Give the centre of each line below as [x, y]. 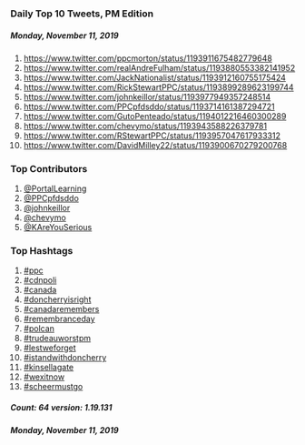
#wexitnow [44, 377]
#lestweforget [49, 348]
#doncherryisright [57, 299]
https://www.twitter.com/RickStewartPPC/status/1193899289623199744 [158, 87]
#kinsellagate [49, 368]
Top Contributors [49, 168]
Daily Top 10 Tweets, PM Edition [82, 14]
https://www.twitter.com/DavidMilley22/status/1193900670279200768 [155, 145]
